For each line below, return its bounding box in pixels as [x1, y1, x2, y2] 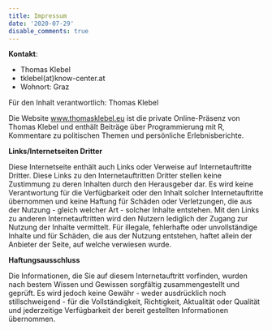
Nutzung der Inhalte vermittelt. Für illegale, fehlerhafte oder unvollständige [8, 222, 258, 232]
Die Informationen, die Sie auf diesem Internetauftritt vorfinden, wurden [8, 271, 248, 281]
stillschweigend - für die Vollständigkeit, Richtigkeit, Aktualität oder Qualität [8, 297, 261, 306]
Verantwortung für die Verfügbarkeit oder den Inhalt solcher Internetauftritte [8, 188, 264, 198]
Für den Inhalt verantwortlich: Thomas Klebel [8, 98, 159, 108]
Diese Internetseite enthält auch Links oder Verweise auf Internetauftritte [8, 162, 252, 172]
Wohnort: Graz [19, 82, 70, 92]
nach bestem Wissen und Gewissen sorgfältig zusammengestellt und [8, 280, 240, 289]
